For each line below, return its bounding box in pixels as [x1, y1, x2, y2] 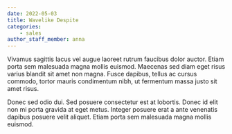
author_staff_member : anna [7, 36, 85, 43]
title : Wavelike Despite [7, 17, 79, 24]
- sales [19, 29, 42, 37]
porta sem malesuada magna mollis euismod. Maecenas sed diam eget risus [7, 62, 226, 71]
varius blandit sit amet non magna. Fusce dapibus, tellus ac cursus [7, 70, 197, 78]
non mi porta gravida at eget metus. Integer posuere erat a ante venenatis [7, 106, 218, 114]
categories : [7, 23, 42, 30]
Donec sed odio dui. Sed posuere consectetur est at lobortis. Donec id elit [7, 98, 218, 106]
